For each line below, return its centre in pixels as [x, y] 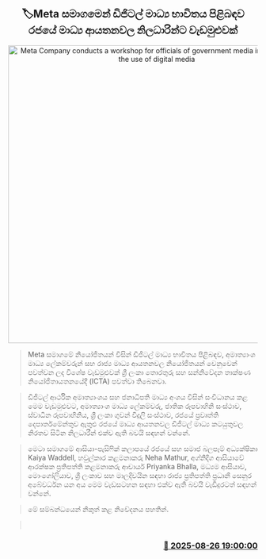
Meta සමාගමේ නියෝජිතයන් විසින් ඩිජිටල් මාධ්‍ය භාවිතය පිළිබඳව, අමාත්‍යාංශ [141, 354]
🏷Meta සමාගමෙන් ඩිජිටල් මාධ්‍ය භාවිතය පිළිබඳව [133, 14]
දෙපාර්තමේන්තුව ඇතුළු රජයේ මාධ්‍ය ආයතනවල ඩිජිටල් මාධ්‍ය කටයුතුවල [135, 423]
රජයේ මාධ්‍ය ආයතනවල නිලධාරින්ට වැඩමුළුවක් [133, 31]
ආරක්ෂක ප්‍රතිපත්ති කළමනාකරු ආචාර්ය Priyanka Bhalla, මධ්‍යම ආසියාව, [137, 466]
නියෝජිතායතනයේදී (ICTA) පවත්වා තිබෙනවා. [97, 381]
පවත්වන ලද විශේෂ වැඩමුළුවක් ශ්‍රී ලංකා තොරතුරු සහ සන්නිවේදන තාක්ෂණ [139, 372]
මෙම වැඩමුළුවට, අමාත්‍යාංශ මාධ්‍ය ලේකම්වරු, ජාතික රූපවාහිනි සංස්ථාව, [135, 406]
